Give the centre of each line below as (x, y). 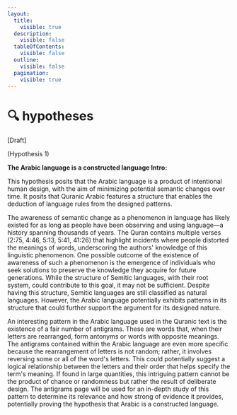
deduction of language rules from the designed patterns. (90, 204)
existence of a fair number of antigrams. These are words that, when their (115, 329)
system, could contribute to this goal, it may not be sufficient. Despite (109, 285)
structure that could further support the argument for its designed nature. (114, 308)
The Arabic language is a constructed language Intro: (87, 168)
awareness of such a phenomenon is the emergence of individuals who (111, 263)
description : (33, 34)
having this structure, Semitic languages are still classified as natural (107, 293)
